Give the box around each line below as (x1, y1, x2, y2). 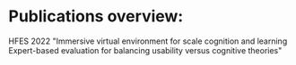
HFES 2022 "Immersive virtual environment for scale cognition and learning (8, 36, 288, 46)
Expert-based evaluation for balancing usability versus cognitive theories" (8, 45, 283, 55)
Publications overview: (8, 6, 184, 27)
